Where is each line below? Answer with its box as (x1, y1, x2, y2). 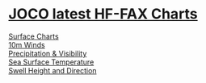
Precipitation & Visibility (8, 48, 87, 58)
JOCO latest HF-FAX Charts (8, 5, 198, 23)
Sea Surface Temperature (8, 57, 95, 67)
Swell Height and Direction (8, 65, 97, 75)
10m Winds (8, 39, 46, 49)
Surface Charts (8, 31, 59, 41)
